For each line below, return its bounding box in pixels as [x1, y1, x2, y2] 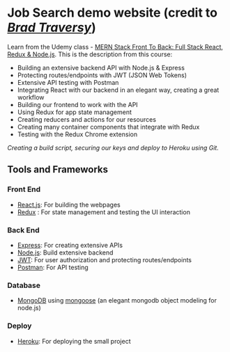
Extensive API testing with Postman [17, 78, 119, 86]
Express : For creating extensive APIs [17, 241, 123, 249]
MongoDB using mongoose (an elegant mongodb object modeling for [17, 296, 217, 305]
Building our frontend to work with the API [17, 100, 138, 109]
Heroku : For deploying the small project [17, 337, 131, 345]
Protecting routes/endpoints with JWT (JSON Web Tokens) [17, 71, 187, 79]
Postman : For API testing [17, 263, 89, 271]
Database [7, 280, 40, 290]
